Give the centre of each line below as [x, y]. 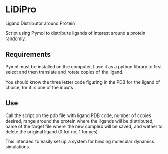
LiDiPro [21, 9]
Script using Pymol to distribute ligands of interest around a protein [75, 33]
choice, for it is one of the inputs [39, 87]
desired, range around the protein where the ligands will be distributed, [79, 121]
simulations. [18, 147]
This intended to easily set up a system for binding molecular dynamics [80, 141]
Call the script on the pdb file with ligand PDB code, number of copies [78, 115]
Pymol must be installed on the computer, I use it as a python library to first [84, 66]
